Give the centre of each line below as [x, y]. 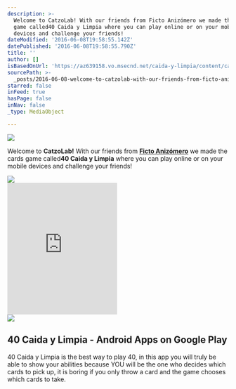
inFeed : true [26, 92]
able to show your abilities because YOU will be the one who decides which [117, 364]
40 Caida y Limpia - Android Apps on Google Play [117, 340]
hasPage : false [29, 99]
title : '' [22, 53]
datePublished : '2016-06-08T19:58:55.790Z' [72, 46]
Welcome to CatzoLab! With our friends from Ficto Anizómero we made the [118, 151]
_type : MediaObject [36, 112]
